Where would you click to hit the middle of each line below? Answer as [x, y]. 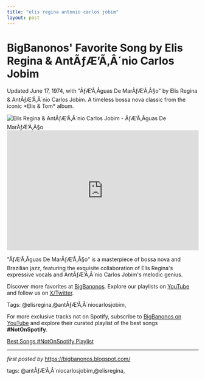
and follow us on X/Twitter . [40, 293]
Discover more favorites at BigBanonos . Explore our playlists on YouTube [98, 287]
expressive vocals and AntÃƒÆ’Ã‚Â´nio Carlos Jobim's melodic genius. [95, 274]
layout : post [23, 18]
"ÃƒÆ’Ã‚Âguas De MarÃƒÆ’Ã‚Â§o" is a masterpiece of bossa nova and [94, 259]
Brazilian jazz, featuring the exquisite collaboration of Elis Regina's [90, 268]
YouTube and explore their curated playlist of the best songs [82, 323]
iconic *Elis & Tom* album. [40, 106]
